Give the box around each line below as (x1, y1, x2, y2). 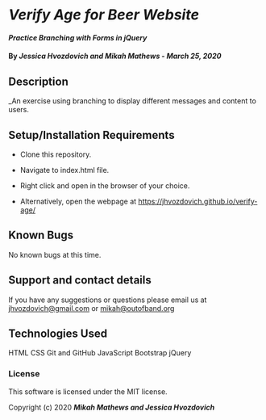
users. (8, 105, 30, 115)
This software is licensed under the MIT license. (8, 386, 168, 397)
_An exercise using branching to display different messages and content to (8, 96, 256, 106)
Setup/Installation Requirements (8, 128, 175, 142)
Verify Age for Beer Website (8, 6, 200, 24)
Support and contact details (8, 273, 152, 288)
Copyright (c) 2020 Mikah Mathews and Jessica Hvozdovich (8, 402, 215, 412)
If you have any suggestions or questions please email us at (8, 295, 207, 304)
